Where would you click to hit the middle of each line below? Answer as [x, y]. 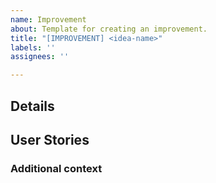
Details [32, 106]
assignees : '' [40, 57]
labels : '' [33, 47]
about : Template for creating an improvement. [109, 29]
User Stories [50, 139]
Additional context [56, 168]
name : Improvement [48, 19]
